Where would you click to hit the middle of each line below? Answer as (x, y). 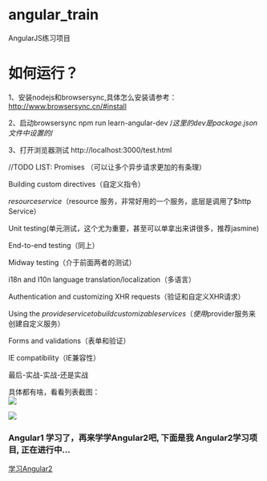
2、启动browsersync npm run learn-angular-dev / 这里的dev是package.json (133, 123)
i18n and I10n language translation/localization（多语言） (102, 279)
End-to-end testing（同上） (54, 245)
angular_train (53, 15)
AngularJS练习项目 (39, 38)
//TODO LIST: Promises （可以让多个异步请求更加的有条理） (107, 167)
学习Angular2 (30, 469)
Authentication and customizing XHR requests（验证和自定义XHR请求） (127, 296)
